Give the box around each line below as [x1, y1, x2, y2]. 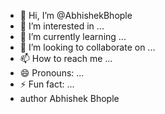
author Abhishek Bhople [19, 93, 120, 104]
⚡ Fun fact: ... [19, 78, 75, 90]
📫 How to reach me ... [19, 53, 113, 64]
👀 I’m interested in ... [19, 20, 105, 32]
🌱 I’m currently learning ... [19, 31, 127, 42]
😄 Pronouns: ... [19, 67, 85, 79]
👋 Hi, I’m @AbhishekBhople [19, 10, 133, 21]
